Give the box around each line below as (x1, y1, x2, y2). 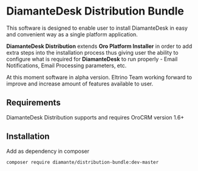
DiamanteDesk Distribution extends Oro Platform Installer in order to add (6, 42, 193, 50)
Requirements (6, 98, 61, 108)
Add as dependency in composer (6, 147, 90, 155)
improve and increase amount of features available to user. (6, 80, 154, 87)
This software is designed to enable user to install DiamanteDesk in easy (6, 24, 188, 32)
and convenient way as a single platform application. (6, 30, 138, 38)
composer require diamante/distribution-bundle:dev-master (6, 159, 159, 165)
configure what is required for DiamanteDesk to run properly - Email (6, 55, 178, 62)
